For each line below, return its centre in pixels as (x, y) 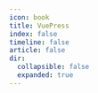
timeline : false (39, 42)
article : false (37, 50)
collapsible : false (53, 67)
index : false (33, 34)
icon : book (29, 17)
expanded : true (45, 75)
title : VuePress (39, 26)
